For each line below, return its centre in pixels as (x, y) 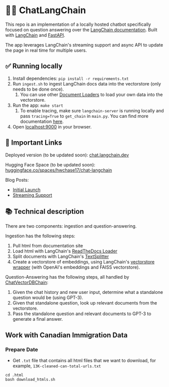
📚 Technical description (45, 211)
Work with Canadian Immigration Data (67, 335)
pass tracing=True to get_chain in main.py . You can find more (84, 116)
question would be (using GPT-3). (48, 297)
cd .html (14, 375)
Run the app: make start (38, 105)
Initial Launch (26, 190)
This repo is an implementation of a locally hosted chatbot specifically (78, 24)
